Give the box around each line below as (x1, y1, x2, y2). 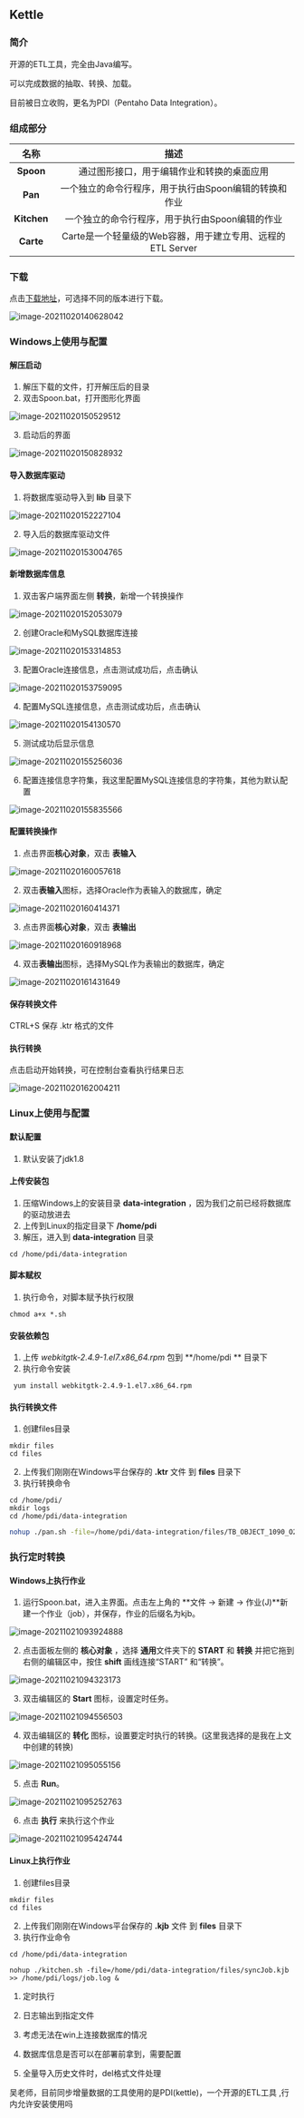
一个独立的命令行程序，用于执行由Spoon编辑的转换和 (60, 181, 288, 194)
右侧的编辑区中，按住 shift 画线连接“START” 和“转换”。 (22, 1656, 229, 1667)
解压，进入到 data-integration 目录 (22, 1231, 155, 1242)
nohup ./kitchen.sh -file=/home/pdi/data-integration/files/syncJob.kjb (9, 1966, 290, 1975)
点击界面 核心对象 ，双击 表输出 (22, 922, 137, 932)
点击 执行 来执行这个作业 (22, 1815, 115, 1826)
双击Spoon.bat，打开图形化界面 (22, 393, 141, 404)
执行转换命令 (22, 1478, 71, 1488)
